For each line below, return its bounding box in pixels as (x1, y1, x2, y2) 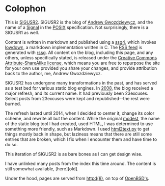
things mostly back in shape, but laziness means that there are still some (5, 131, 152, 137)
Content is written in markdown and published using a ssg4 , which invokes (5, 39, 157, 45)
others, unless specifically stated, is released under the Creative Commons (5, 54, 157, 60)
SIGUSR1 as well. (5, 29, 39, 35)
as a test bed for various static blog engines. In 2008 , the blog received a (5, 85, 153, 91)
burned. (5, 101, 21, 106)
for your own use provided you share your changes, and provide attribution (5, 65, 157, 71)
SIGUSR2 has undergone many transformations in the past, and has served (5, 80, 157, 86)
